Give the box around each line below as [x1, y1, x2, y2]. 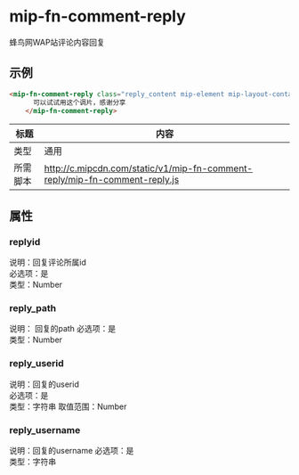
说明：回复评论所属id [9, 257, 86, 268]
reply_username [9, 423, 81, 436]
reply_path [9, 301, 57, 314]
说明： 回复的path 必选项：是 [9, 323, 117, 334]
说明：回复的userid [9, 379, 80, 389]
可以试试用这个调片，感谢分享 [32, 98, 126, 107]
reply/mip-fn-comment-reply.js [44, 174, 180, 186]
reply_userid [9, 357, 64, 370]
